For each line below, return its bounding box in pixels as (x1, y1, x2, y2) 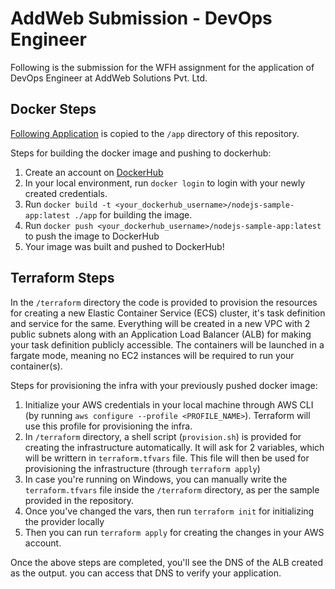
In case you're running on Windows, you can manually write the (24, 473, 288, 485)
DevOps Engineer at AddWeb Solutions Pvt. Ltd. (10, 72, 208, 84)
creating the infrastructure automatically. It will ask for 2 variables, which (24, 441, 325, 453)
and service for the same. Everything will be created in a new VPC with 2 (10, 317, 311, 329)
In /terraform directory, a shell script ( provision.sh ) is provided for (24, 430, 302, 442)
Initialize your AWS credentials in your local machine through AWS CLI (24, 398, 314, 411)
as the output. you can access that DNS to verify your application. (10, 567, 282, 579)
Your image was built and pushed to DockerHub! (24, 240, 225, 252)
